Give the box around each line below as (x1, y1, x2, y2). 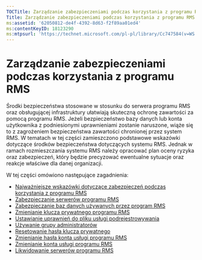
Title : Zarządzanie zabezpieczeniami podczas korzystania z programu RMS (6, 14, 195, 20)
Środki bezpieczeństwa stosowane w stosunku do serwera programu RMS (6, 103, 191, 110)
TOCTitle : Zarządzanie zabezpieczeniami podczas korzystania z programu (6, 8, 192, 15)
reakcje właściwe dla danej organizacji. (6, 160, 103, 167)
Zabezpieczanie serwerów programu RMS (14, 196, 119, 203)
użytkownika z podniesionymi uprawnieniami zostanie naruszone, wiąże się (6, 121, 194, 129)
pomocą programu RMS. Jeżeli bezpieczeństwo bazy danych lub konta (6, 115, 182, 122)
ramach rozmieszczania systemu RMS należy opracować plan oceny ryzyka (6, 147, 194, 154)
